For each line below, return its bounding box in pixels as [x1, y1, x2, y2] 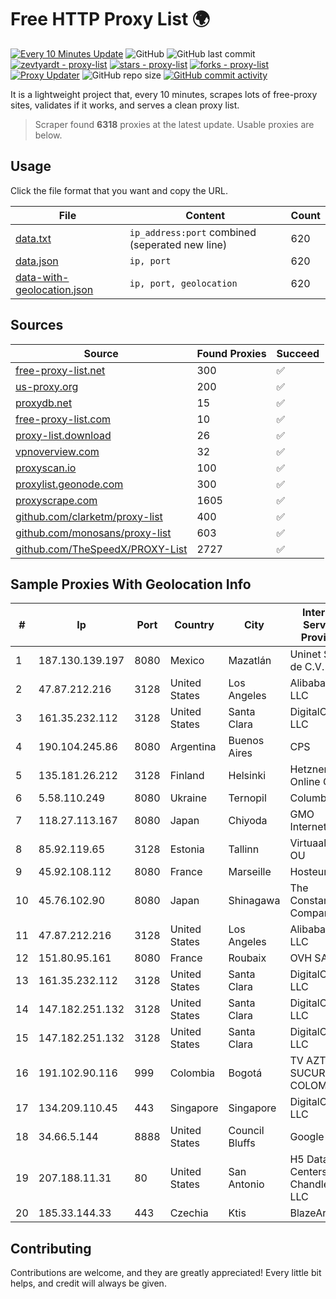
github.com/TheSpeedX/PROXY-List [15, 542, 188, 556]
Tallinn [228, 842, 260, 856]
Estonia [169, 842, 205, 856]
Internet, [289, 820, 330, 834]
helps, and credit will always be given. [10, 1277, 167, 1290]
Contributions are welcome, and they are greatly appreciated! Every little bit [10, 1267, 322, 1279]
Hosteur [289, 865, 328, 879]
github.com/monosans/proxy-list [15, 526, 172, 540]
